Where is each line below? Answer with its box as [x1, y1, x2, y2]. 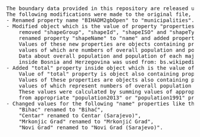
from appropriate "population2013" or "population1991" [18, 95, 186, 101]
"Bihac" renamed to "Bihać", [18, 107, 104, 113]
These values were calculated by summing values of [18, 89, 173, 95]
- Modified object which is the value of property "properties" [6, 23, 198, 29]
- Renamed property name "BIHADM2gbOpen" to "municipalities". [6, 17, 195, 23]
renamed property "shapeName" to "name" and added [18, 35, 170, 41]
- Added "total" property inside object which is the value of [6, 65, 195, 71]
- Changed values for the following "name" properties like [6, 101, 186, 107]
